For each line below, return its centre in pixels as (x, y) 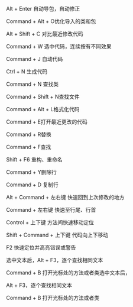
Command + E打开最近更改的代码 (47, 122)
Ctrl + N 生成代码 (27, 72)
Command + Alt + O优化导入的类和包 (51, 21)
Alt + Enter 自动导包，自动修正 (43, 9)
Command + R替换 (29, 134)
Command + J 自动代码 (35, 59)
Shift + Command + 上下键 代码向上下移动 (57, 235)
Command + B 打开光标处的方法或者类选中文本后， (69, 273)
